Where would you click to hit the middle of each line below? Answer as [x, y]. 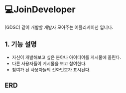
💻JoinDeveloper [40, 10]
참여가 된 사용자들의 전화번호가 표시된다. [51, 69]
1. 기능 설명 [21, 44]
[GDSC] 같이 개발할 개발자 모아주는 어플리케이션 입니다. [59, 27]
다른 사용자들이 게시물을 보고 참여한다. [49, 63]
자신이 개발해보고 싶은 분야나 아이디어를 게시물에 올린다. [66, 57]
